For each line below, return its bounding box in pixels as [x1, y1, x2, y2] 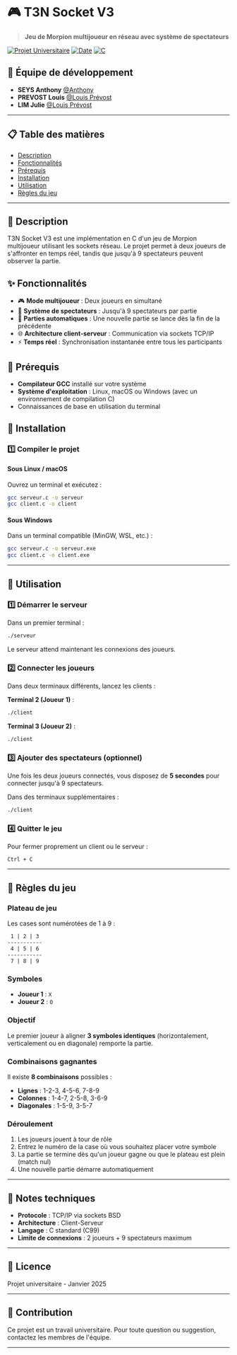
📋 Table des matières [7, 129, 105, 141]
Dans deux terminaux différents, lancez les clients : [7, 682, 156, 691]
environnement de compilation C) [17, 395, 115, 403]
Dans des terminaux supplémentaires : [7, 792, 119, 802]
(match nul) [17, 1158, 51, 1166]
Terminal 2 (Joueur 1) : [7, 696, 75, 704]
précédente [17, 322, 51, 330]
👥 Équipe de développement [7, 67, 134, 79]
